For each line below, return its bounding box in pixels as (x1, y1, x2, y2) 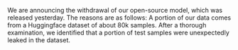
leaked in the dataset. (7, 36, 71, 44)
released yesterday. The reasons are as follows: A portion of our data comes (7, 13, 232, 22)
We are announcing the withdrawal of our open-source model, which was (7, 6, 222, 14)
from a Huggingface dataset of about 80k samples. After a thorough (7, 21, 207, 29)
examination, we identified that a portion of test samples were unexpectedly (7, 28, 229, 37)
